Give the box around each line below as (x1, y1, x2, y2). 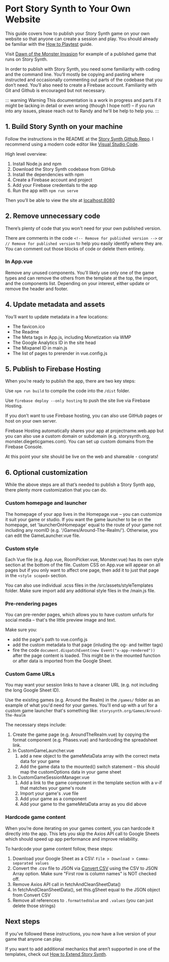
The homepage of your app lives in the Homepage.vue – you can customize (5, 511, 162, 517)
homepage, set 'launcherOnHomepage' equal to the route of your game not (5, 522, 162, 528)
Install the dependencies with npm (12, 171, 84, 177)
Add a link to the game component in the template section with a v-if (20, 780, 162, 786)
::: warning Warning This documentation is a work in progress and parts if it (5, 97, 161, 103)
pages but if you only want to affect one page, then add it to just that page (5, 567, 159, 573)
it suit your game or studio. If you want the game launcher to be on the (5, 516, 151, 522)
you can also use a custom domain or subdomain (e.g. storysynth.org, (5, 433, 150, 439)
